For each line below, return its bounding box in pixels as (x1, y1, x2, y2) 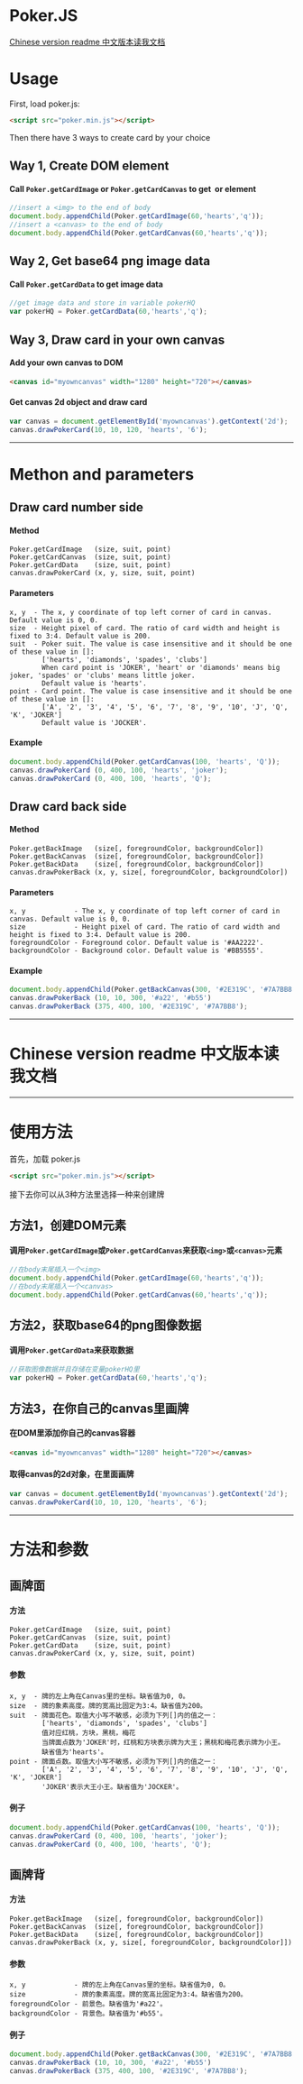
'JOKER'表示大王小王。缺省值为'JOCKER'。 (41, 1782, 183, 1791)
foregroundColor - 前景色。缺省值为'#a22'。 (9, 1999, 167, 2009)
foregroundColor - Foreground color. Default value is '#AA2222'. (9, 939, 264, 948)
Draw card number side (9, 500, 144, 515)
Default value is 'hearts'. (41, 678, 147, 688)
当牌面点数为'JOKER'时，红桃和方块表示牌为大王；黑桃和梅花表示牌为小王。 (41, 1738, 285, 1747)
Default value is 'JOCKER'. (41, 718, 147, 727)
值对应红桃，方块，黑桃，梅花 (41, 1728, 136, 1737)
